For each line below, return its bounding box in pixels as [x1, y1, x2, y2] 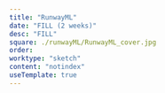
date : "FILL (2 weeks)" [9, 21, 98, 30]
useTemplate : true [9, 71, 77, 80]
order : [9, 46, 34, 55]
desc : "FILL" [9, 29, 58, 38]
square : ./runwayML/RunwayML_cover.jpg [9, 37, 157, 47]
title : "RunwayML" [9, 12, 77, 22]
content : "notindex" [9, 63, 86, 72]
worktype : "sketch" [9, 54, 82, 63]
